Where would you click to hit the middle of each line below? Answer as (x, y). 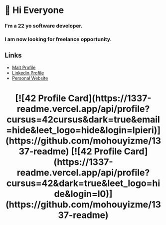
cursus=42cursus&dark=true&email (83, 120)
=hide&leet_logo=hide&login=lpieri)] (83, 130)
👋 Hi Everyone (34, 10)
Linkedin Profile (28, 72)
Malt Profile (24, 67)
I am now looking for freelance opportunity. (58, 39)
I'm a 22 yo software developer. (44, 26)
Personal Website (30, 78)
